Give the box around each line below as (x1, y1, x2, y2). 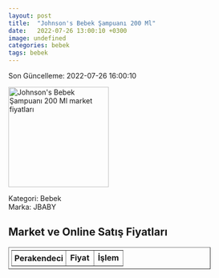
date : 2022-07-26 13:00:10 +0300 (8, 26, 128, 34)
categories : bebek (8, 42, 70, 50)
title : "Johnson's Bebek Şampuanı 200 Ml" (8, 19, 156, 27)
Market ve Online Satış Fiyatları (8, 225, 168, 239)
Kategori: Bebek (8, 194, 62, 203)
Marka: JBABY (8, 202, 56, 212)
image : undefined (8, 34, 67, 42)
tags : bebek (8, 49, 48, 57)
